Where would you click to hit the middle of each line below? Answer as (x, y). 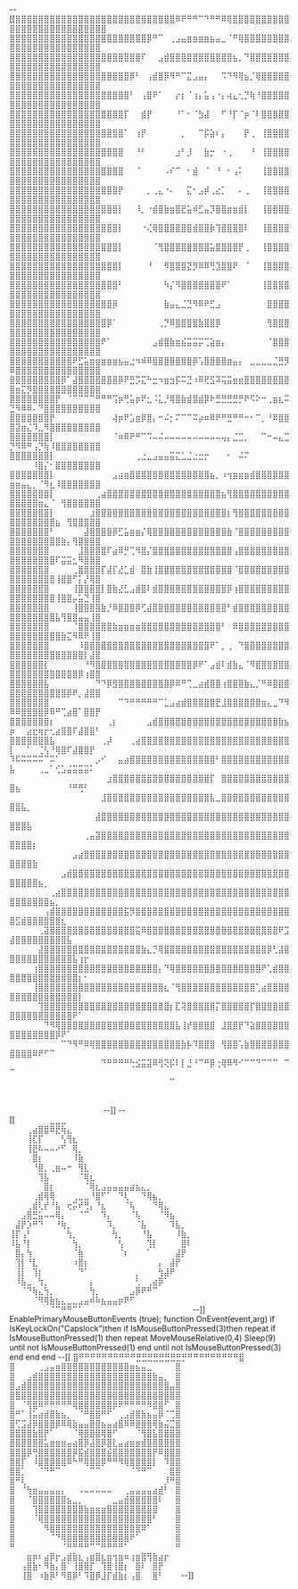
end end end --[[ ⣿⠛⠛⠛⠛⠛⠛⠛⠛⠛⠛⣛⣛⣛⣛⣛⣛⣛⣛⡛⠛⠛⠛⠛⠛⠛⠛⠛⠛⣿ (127, 1357)
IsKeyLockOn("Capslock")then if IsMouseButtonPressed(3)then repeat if (143, 1328)
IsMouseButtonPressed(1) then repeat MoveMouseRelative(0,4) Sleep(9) (143, 1338)
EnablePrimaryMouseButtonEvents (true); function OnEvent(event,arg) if (142, 1319)
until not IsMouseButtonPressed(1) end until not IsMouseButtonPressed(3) (145, 1347)
